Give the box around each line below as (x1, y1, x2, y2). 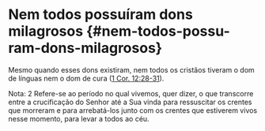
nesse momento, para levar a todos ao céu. (8, 114, 150, 123)
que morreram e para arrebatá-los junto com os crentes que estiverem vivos (8, 105, 258, 115)
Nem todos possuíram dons (8, 6, 194, 24)
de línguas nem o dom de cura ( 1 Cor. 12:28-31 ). (8, 73, 165, 83)
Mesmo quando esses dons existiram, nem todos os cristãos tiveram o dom (8, 65, 255, 74)
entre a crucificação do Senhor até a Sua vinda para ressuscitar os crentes (8, 97, 252, 107)
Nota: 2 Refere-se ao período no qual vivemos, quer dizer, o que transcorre (8, 88, 254, 98)
